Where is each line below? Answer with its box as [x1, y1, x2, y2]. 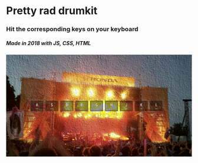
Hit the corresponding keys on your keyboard [6, 25, 138, 33]
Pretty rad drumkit [6, 4, 98, 18]
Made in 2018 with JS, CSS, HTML [6, 39, 91, 46]
